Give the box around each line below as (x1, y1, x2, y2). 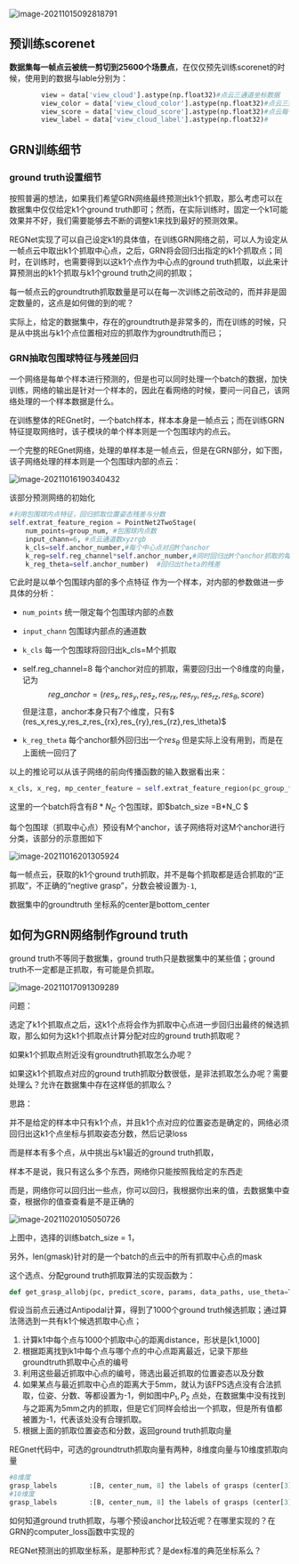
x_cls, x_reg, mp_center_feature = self (9, 784, 162, 794)
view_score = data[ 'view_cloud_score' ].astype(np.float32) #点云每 (41, 107, 289, 116)
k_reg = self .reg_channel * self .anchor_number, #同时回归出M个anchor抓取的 (25, 552, 285, 560)
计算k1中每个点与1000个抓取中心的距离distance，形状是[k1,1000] (21, 1334, 261, 1345)
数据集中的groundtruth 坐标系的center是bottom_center (9, 899, 210, 909)
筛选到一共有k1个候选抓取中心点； (16, 1316, 142, 1326)
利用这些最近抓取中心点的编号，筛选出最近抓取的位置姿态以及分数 (21, 1368, 264, 1379)
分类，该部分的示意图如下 (9, 833, 103, 843)
